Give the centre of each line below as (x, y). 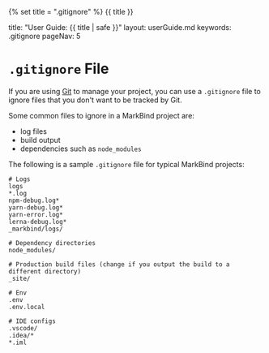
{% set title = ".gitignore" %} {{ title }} (71, 12)
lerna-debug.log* (38, 222)
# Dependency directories (52, 243)
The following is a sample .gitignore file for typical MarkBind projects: (126, 164)
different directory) (45, 271)
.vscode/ (23, 328)
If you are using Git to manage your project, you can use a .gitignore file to (135, 91)
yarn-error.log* (36, 214)
